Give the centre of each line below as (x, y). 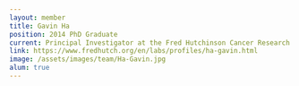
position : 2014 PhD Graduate (64, 34)
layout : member (38, 17)
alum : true (30, 68)
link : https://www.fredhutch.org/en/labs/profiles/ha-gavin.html (133, 51)
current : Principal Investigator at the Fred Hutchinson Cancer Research (150, 43)
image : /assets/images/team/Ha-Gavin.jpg (88, 59)
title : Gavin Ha (39, 26)
